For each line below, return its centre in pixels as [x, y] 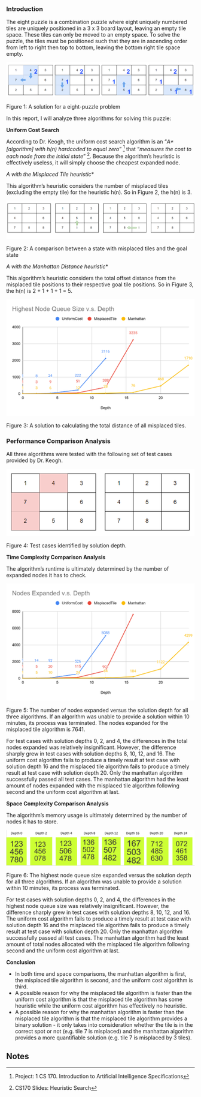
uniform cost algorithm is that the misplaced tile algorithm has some [98, 999]
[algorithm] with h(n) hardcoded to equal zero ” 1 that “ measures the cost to [99, 148]
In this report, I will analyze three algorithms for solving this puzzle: [89, 118]
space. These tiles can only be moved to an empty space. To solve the [93, 35]
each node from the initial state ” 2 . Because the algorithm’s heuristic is [93, 156]
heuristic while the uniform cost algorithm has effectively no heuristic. [101, 1005]
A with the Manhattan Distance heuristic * [57, 266]
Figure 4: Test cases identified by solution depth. [66, 545]
